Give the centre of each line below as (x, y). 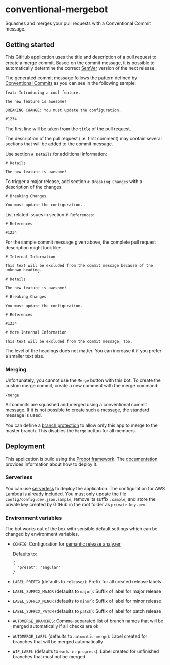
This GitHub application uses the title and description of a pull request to (81, 57)
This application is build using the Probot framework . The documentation (81, 459)
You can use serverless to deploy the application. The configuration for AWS (85, 489)
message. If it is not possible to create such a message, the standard (77, 410)
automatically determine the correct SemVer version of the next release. (80, 68)
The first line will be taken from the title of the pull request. (68, 129)
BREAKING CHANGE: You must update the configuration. (63, 110)
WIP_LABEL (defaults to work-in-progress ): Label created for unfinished (86, 651)
